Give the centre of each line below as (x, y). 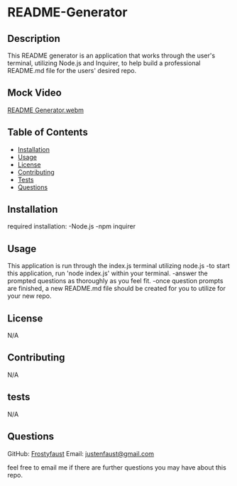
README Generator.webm (45, 110)
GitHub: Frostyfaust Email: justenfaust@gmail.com (81, 453)
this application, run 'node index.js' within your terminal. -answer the (108, 273)
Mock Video (34, 93)
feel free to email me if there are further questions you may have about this (117, 467)
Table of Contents (48, 132)
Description (34, 39)
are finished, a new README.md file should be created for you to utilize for (116, 289)
